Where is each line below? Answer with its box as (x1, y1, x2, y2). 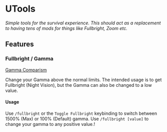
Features (5, 40, 34, 49)
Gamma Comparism (5, 67, 47, 73)
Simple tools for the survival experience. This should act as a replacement (5, 20, 161, 26)
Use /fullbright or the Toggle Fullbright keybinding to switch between (5, 110, 157, 116)
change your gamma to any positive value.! (5, 121, 95, 127)
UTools (5, 3, 36, 15)
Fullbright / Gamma (5, 55, 54, 62)
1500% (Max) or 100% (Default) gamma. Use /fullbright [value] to (5, 115, 149, 122)
